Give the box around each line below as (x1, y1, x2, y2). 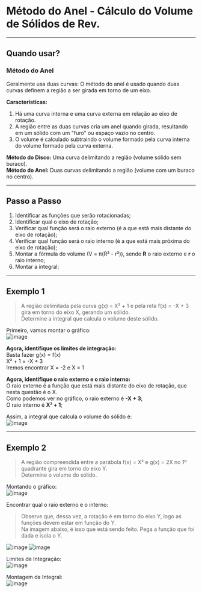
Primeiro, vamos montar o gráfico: (6, 327, 91, 334)
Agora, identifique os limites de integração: (6, 345, 117, 352)
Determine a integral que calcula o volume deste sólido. (20, 315, 159, 322)
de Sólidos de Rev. (6, 17, 100, 31)
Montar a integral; (14, 263, 60, 271)
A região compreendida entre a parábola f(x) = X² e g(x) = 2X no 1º (20, 459, 188, 466)
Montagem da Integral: (6, 574, 63, 581)
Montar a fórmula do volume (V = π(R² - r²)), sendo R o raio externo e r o (14, 250, 195, 257)
